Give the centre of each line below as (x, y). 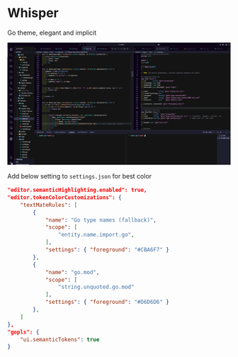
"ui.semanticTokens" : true (60, 339)
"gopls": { (23, 332)
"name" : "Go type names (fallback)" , (101, 220)
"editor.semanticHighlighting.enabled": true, (77, 190)
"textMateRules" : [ (49, 205)
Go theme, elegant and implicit (52, 33)
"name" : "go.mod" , (72, 272)
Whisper (33, 13)
